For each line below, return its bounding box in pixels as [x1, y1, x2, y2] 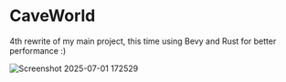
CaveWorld [9, 5, 96, 26]
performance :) [9, 45, 67, 56]
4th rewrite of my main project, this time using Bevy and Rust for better [9, 36, 277, 46]
